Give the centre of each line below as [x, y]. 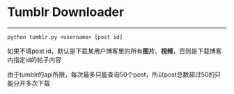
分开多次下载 [31, 83]
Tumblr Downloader [66, 12]
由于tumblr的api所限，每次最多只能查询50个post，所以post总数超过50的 [111, 75]
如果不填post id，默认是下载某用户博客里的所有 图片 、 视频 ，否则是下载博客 [115, 51]
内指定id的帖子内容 [34, 59]
